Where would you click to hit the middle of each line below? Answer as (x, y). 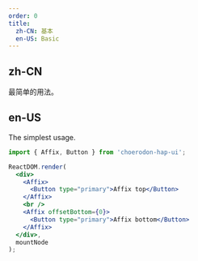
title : (19, 24)
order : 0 (23, 16)
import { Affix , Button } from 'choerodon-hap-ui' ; (97, 152)
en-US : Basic (38, 39)
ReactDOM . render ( (38, 167)
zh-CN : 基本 (35, 31)
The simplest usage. (42, 137)
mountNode (32, 242)
